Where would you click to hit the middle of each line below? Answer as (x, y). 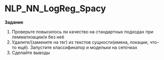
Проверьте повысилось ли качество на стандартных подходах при (82, 31)
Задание (14, 22)
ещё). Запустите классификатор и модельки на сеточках (77, 47)
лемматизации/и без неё (38, 37)
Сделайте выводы (31, 53)
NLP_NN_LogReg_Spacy (55, 9)
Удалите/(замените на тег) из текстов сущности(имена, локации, (80, 42)
